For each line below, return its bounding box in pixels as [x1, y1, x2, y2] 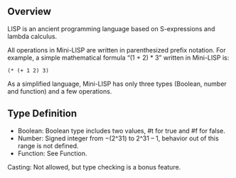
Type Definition [7, 108, 77, 120]
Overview [7, 6, 52, 18]
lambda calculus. [7, 32, 58, 40]
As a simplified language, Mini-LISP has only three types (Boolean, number [7, 79, 227, 88]
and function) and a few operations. [7, 87, 112, 95]
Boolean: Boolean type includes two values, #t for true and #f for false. [17, 126, 225, 135]
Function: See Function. [17, 149, 87, 157]
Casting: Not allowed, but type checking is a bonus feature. [7, 162, 181, 171]
